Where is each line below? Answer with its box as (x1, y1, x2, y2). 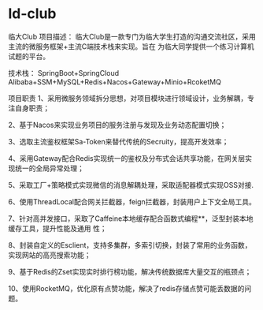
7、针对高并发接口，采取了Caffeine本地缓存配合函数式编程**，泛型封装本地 (8, 214, 254, 223)
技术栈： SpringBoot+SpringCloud (8, 68, 120, 77)
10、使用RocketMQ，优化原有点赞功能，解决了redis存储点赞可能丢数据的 (8, 283, 245, 293)
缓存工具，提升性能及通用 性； (8, 223, 107, 233)
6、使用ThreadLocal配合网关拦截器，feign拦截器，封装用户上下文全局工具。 (8, 196, 256, 206)
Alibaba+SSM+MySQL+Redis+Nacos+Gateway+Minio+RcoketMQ (8, 77, 222, 87)
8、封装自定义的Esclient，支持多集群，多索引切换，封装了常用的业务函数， (8, 240, 252, 249)
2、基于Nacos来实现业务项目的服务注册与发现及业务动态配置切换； (8, 120, 227, 129)
